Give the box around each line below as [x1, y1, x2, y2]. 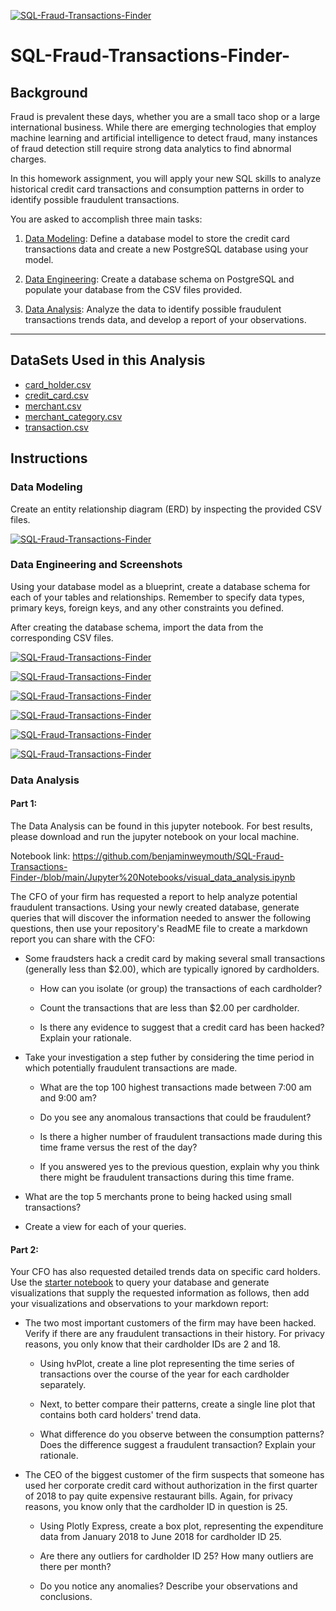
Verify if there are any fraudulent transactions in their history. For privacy [24, 1328, 325, 1340]
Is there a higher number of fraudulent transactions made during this [39, 1130, 323, 1142]
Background [10, 84, 88, 101]
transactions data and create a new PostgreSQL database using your [24, 243, 309, 255]
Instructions [10, 450, 88, 467]
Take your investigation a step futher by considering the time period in [24, 1051, 315, 1063]
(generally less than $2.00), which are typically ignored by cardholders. [24, 963, 320, 975]
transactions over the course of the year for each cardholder [39, 1368, 290, 1380]
